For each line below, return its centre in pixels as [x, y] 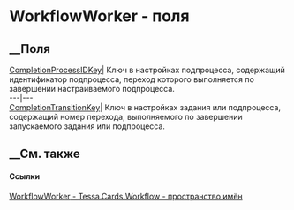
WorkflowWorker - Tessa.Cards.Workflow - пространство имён [126, 196]
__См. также [45, 154]
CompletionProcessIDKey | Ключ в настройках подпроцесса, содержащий [147, 70]
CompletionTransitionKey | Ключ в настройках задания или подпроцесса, [145, 107]
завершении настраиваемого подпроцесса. [92, 89]
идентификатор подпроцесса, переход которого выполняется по [132, 79]
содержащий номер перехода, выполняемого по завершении [126, 117]
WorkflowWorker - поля [99, 16]
